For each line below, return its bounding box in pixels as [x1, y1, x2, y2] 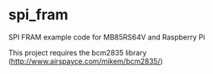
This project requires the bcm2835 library [8, 47, 147, 57]
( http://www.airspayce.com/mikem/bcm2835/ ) [8, 56, 164, 66]
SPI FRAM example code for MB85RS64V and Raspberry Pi [8, 32, 206, 42]
